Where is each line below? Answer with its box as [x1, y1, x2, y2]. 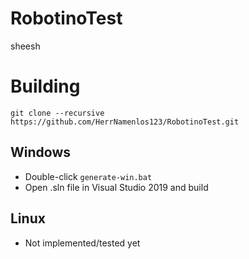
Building [10, 75, 81, 98]
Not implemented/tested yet [24, 237, 141, 249]
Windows [10, 144, 71, 161]
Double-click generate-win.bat [24, 170, 153, 182]
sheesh [10, 40, 41, 52]
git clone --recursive [10, 108, 105, 118]
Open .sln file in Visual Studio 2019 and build [24, 181, 209, 193]
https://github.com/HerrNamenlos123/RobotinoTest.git [10, 117, 240, 127]
